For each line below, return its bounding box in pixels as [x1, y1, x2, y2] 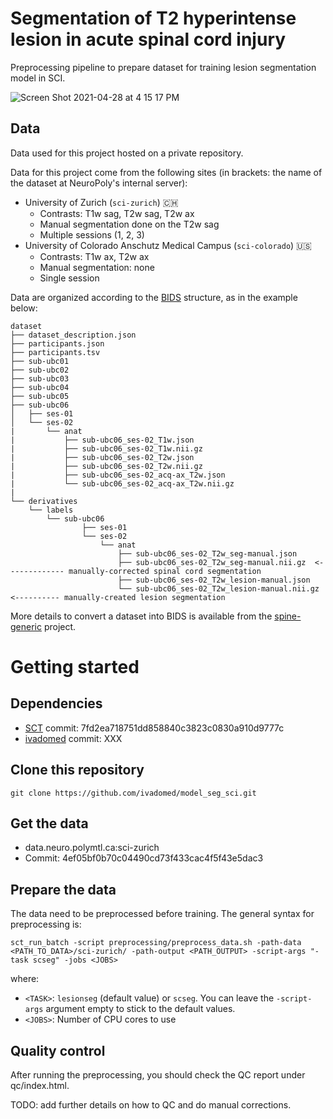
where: [10, 973, 40, 985]
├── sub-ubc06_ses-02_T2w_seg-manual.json [117, 548, 298, 559]
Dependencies [10, 695, 103, 712]
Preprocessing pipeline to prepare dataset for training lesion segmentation [10, 61, 317, 73]
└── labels [28, 505, 74, 515]
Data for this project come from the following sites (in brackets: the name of [10, 166, 323, 178]
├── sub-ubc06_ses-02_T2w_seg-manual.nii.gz [117, 557, 307, 567]
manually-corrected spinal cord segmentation [68, 566, 262, 576]
